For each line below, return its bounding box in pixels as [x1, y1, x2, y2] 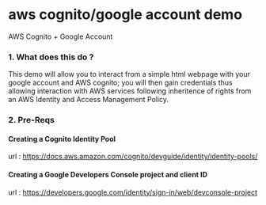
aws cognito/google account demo [8, 6, 243, 24]
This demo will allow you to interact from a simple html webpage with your [8, 70, 251, 79]
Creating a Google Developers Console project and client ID [8, 169, 208, 179]
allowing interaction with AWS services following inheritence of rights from [8, 86, 252, 96]
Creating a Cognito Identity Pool [8, 134, 116, 143]
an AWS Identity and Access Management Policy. [8, 95, 169, 104]
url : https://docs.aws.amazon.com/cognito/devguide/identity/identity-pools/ [8, 152, 258, 161]
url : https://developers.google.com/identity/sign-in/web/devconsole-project [8, 188, 258, 197]
